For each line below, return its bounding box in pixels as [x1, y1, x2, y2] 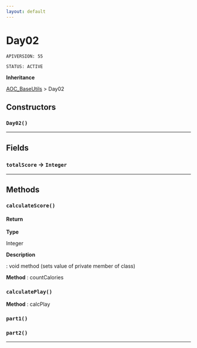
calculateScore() [6, 202, 56, 209]
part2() [6, 329, 28, 336]
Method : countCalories [6, 274, 64, 281]
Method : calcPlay [6, 300, 50, 308]
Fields [6, 143, 29, 153]
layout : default [6, 8, 46, 15]
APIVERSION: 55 [6, 53, 43, 59]
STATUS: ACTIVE [6, 63, 43, 69]
